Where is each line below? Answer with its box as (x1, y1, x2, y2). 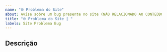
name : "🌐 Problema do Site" (5, 7, 64, 12)
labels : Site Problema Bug (5, 21, 61, 26)
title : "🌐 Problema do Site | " (5, 16, 73, 21)
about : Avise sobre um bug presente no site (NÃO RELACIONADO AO (5, 12, 143, 17)
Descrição (5, 39, 38, 47)
